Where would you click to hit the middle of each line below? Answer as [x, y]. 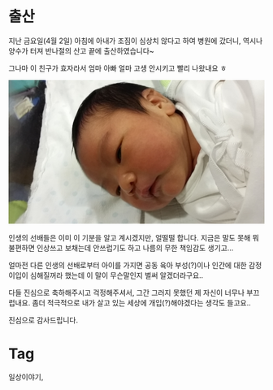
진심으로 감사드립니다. [43, 320]
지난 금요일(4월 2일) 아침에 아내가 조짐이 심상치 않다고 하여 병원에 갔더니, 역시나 [136, 41]
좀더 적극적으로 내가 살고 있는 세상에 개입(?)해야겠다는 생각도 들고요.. [142, 303]
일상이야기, [26, 377]
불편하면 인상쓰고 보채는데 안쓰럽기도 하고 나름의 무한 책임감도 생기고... [121, 248]
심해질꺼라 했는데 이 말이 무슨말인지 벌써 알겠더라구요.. [117, 275]
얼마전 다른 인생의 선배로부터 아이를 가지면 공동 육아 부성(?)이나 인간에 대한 [128, 266]
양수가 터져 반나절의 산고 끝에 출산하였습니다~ [81, 50]
